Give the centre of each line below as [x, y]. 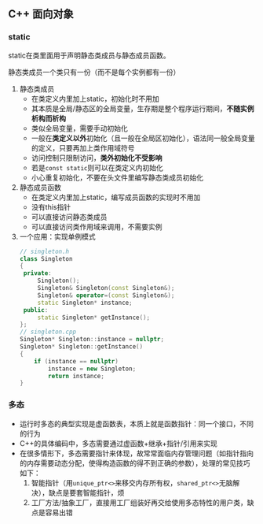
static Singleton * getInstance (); [94, 318]
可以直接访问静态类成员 [69, 217]
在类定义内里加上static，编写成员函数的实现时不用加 [116, 197]
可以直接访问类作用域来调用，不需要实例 [97, 226]
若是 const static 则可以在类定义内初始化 [97, 167]
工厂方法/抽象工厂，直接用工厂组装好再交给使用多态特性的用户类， [139, 502]
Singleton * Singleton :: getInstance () [81, 347]
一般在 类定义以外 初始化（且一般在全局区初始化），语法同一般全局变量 [143, 138]
